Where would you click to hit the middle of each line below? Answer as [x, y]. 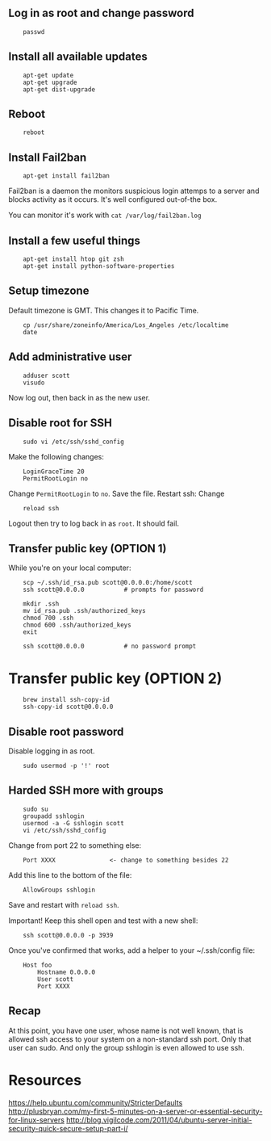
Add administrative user [70, 357]
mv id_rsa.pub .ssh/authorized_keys [85, 611]
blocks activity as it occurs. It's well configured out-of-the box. [113, 199]
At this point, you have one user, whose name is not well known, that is [126, 1030]
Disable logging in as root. [52, 751]
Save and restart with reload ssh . [64, 904]
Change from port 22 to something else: [75, 845]
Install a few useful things [75, 240]
